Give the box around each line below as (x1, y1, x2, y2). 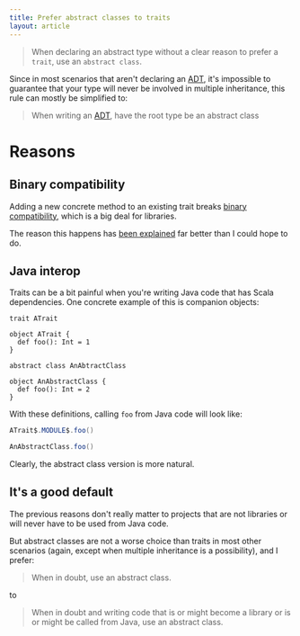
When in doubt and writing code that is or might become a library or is (31, 606, 291, 617)
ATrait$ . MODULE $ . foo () (9, 426, 94, 435)
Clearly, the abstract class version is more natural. (9, 459, 195, 470)
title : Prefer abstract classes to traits (9, 13, 171, 22)
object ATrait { (9, 330, 70, 339)
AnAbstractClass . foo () (9, 443, 94, 452)
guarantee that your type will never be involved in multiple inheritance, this (9, 83, 286, 94)
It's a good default (9, 485, 114, 500)
